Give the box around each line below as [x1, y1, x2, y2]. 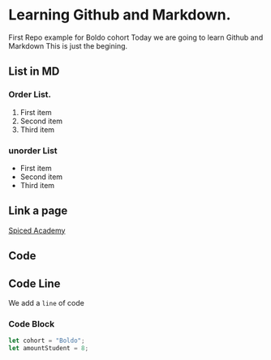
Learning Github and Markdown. [8, 6, 231, 24]
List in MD [8, 65, 60, 79]
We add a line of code [8, 298, 85, 307]
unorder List [8, 144, 58, 156]
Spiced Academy [8, 225, 66, 235]
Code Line [8, 276, 61, 290]
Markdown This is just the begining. [8, 41, 128, 50]
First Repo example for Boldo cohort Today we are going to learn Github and [8, 32, 264, 42]
